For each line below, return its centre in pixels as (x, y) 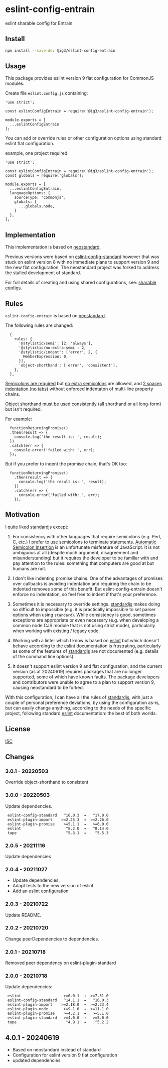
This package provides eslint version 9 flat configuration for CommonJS (79, 78)
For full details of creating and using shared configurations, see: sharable (81, 283)
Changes (20, 757)
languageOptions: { (30, 193)
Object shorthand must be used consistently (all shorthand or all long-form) (83, 404)
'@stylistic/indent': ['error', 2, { (58, 352)
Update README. (23, 915)
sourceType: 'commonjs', (40, 198)
